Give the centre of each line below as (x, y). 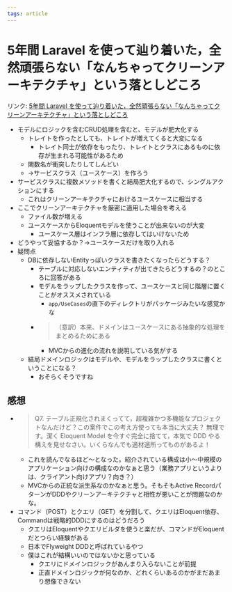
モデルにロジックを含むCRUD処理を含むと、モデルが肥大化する (108, 129)
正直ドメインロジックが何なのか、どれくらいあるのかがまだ (123, 572)
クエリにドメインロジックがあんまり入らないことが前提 (117, 564)
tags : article (28, 14)
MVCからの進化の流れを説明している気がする (113, 350)
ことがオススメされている (74, 295)
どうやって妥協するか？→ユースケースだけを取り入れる (96, 242)
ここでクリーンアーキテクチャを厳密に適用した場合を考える (102, 208)
